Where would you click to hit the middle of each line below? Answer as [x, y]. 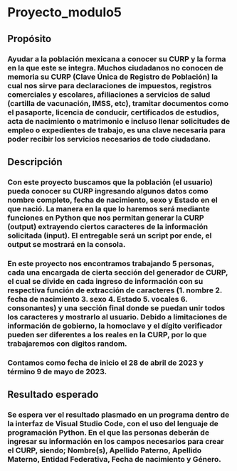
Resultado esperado [53, 395]
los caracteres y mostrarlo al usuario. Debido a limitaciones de [117, 317]
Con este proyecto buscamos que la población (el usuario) [110, 182]
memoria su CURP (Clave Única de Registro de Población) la [113, 77]
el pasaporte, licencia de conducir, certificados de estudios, [113, 112]
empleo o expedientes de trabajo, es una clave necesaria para [116, 130]
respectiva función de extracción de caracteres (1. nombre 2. [115, 290]
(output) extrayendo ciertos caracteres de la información [108, 226]
